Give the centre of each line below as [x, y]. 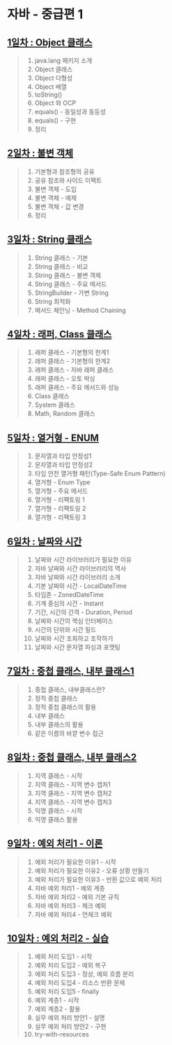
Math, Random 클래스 [65, 414]
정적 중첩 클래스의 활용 [65, 707]
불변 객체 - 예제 [56, 197]
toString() [48, 94]
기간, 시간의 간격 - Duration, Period [83, 612]
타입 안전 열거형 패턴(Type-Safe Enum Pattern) [100, 474]
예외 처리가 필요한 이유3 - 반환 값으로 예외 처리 [98, 879]
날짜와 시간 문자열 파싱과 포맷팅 [77, 647]
